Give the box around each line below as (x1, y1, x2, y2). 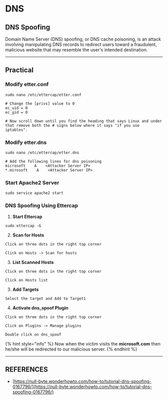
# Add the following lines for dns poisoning (5, 158, 101, 164)
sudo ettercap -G (5, 223, 41, 228)
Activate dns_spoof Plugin (12, 304, 68, 310)
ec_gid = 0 (5, 109, 28, 115)
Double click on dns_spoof (5, 332, 61, 337)
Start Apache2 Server (5, 179, 59, 186)
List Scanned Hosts (12, 259, 54, 265)
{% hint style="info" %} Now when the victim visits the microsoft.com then (5, 340, 161, 346)
